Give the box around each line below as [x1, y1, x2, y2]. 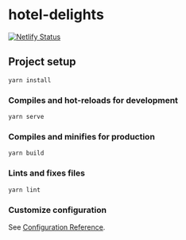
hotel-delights [8, 6, 105, 24]
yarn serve [8, 113, 45, 121]
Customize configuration [8, 204, 107, 215]
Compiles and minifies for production [8, 131, 155, 142]
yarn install [8, 76, 52, 85]
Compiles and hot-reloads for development [8, 94, 179, 105]
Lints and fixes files [8, 167, 86, 179]
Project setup [8, 55, 77, 69]
